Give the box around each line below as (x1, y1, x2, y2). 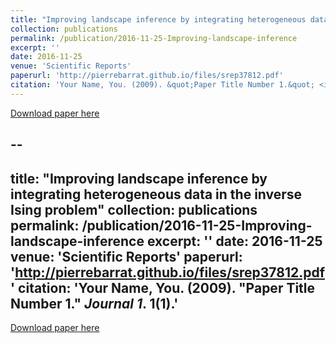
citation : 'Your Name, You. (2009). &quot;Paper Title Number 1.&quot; (10, 80, 315, 90)
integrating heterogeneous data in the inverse (10, 186, 303, 203)
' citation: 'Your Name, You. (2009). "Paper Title (10, 279, 316, 296)
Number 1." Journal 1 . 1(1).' (10, 295, 179, 312)
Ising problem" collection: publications (10, 201, 258, 218)
